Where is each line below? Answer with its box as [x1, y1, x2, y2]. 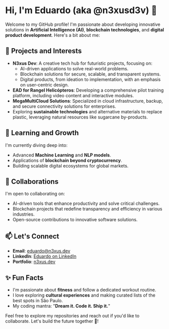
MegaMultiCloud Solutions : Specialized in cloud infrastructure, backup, [12, 98, 163, 104]
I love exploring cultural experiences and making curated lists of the [12, 292, 155, 298]
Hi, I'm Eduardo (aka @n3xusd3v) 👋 [5, 5, 157, 16]
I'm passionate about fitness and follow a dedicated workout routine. [12, 287, 156, 293]
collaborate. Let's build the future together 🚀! [5, 318, 99, 324]
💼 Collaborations [5, 177, 59, 186]
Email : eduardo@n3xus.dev [12, 248, 71, 254]
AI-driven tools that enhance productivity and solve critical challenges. [12, 200, 160, 207]
